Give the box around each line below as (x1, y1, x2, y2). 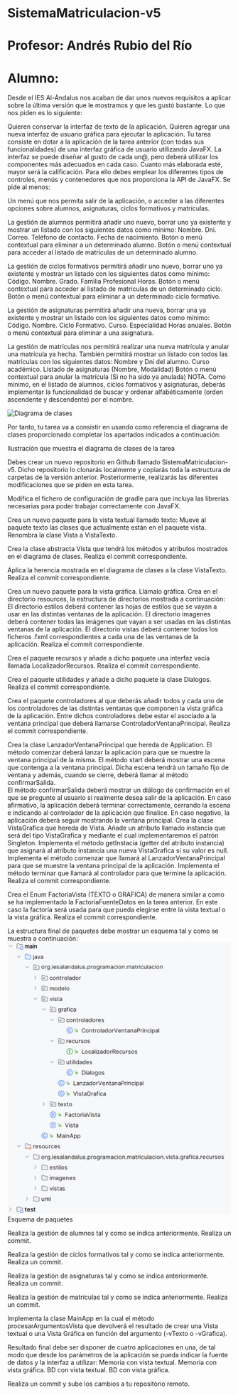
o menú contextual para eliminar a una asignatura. (7, 328, 154, 337)
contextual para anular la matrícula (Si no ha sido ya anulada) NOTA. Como (7, 373, 226, 381)
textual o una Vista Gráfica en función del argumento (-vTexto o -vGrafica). (7, 1329, 227, 1337)
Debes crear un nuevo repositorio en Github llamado (7, 458, 161, 466)
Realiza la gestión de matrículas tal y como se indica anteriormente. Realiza (7, 1293, 228, 1301)
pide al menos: (7, 183, 51, 191)
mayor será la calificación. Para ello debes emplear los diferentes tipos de (7, 168, 224, 176)
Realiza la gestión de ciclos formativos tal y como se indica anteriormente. (7, 1250, 225, 1258)
